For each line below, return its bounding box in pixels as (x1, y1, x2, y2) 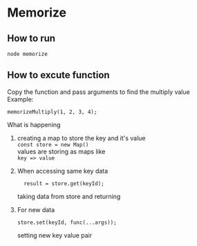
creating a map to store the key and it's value (17, 133, 146, 142)
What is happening (7, 120, 61, 129)
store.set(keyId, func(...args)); (17, 219, 117, 226)
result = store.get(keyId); (24, 180, 105, 187)
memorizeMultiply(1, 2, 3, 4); (7, 108, 97, 115)
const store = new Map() (17, 141, 89, 148)
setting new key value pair (17, 231, 92, 239)
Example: (7, 95, 34, 103)
